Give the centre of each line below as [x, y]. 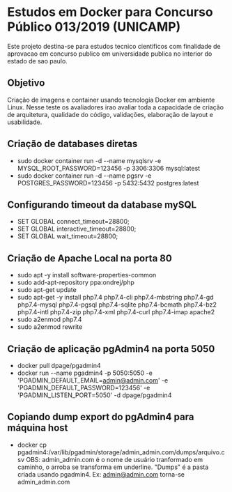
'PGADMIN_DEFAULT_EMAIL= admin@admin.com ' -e [93, 380]
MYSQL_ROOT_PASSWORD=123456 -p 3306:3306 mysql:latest [109, 168]
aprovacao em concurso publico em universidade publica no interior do [110, 54]
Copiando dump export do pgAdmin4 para [101, 417]
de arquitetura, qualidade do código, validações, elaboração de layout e [110, 114]
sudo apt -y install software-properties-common [87, 275]
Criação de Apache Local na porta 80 [90, 258]
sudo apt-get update [47, 290]
